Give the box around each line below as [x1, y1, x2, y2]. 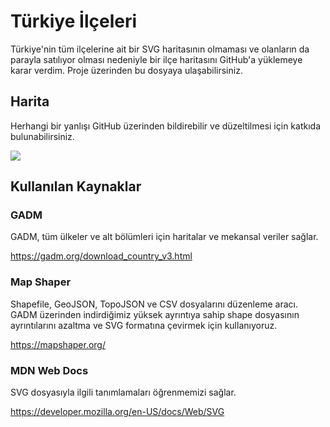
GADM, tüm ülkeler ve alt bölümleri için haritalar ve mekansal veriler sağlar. [10, 231, 319, 243]
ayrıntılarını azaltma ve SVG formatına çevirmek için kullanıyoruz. [10, 319, 278, 331]
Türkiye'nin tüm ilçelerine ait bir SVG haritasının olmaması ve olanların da [10, 43, 310, 55]
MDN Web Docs [10, 363, 89, 377]
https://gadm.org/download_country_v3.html [10, 250, 193, 262]
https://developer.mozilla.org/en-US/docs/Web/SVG [10, 406, 225, 418]
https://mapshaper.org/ [10, 338, 106, 350]
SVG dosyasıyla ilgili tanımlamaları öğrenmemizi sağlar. [10, 386, 237, 399]
